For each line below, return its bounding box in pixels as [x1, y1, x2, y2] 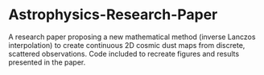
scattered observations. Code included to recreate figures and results [8, 49, 240, 58]
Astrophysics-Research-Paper [8, 6, 218, 24]
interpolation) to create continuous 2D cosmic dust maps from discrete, [8, 40, 245, 49]
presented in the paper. [8, 57, 86, 67]
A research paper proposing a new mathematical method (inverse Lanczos [8, 32, 256, 41]
